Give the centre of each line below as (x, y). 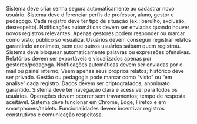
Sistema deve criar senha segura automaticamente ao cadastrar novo (90, 9)
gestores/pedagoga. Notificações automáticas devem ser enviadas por (92, 65)
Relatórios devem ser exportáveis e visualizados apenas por (79, 58)
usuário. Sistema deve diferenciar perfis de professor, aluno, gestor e (90, 15)
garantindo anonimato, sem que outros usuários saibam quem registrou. (94, 46)
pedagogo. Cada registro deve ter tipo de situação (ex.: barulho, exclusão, (96, 21)
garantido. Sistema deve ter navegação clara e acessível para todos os (92, 90)
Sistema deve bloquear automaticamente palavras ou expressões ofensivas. (98, 52)
